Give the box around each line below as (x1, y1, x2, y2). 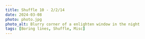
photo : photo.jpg (5, 17, 42, 22)
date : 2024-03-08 (5, 12, 42, 17)
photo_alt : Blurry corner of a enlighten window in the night (5, 21, 140, 27)
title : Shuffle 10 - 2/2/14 (5, 7, 65, 13)
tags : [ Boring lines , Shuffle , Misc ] (5, 26, 85, 31)
